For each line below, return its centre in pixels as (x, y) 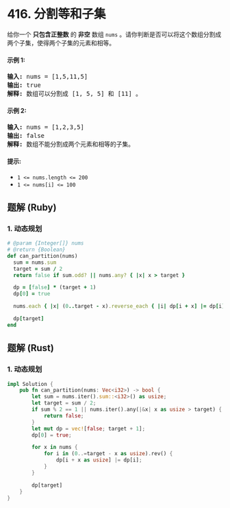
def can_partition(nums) (42, 256)
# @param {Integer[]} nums (46, 243)
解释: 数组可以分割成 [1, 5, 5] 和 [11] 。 (75, 94)
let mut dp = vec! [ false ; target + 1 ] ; (89, 428)
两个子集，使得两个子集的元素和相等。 (61, 43)
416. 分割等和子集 (56, 14)
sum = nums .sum (35, 262)
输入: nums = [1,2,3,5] (46, 127)
